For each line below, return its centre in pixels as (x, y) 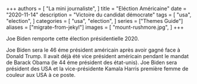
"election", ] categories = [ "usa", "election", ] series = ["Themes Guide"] (95, 21)
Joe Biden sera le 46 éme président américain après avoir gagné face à (93, 50)
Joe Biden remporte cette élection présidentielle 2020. (73, 38)
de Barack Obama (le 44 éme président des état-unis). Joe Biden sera (92, 62)
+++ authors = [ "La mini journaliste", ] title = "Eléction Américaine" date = (96, 9)
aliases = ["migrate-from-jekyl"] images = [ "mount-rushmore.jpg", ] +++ (95, 27)
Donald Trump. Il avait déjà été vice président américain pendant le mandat (98, 56)
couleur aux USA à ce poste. (41, 75)
